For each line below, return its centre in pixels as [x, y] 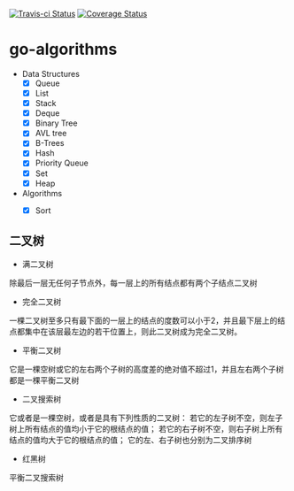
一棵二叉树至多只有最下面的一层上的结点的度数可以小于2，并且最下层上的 [143, 320]
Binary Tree [56, 123]
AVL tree [51, 134]
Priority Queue [62, 163]
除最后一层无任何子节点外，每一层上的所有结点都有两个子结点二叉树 [133, 282]
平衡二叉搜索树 [36, 477]
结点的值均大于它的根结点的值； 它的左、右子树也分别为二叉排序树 [131, 440]
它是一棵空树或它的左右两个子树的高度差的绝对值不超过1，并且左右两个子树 [147, 369]
